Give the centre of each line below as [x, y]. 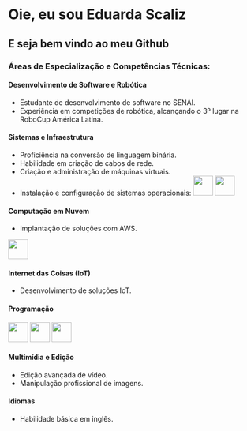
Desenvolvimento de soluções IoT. [75, 290]
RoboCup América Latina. [61, 119]
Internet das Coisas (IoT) [49, 273]
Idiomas [22, 401]
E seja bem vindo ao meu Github [89, 44]
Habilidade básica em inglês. [66, 418]
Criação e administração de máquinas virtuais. [95, 171]
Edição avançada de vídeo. [64, 375]
